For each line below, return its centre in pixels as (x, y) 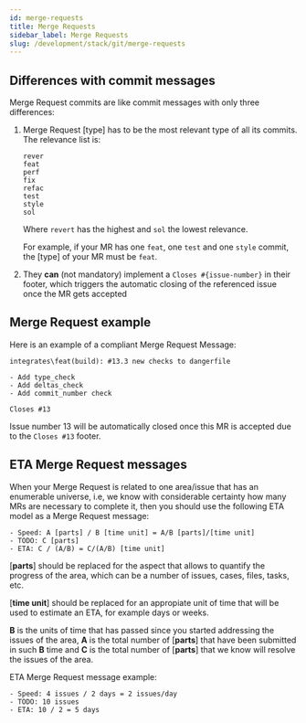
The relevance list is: (62, 140)
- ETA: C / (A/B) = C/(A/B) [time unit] (88, 548)
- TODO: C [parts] (44, 540)
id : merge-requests (47, 18)
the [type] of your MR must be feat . (90, 257)
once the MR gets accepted (75, 294)
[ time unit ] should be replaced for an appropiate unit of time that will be (144, 602)
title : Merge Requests (53, 27)
